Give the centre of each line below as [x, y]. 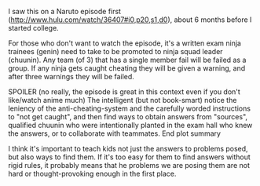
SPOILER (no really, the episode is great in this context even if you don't [125, 92]
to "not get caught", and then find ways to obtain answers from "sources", [128, 117]
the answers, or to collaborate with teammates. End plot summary [115, 133]
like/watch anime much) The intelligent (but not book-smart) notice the [123, 100]
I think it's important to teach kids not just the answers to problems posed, [128, 149]
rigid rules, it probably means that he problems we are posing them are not [129, 165]
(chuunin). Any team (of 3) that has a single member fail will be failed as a [127, 60]
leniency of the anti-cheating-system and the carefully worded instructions [130, 108]
